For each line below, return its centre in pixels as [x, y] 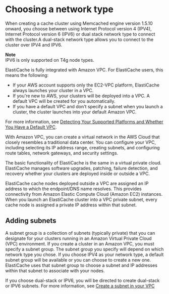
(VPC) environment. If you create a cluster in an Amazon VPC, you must [80, 243]
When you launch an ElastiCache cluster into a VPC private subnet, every [81, 199]
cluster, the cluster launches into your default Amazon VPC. [74, 112]
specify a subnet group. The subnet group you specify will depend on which [84, 249]
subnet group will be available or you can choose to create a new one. [78, 260]
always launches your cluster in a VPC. [53, 90]
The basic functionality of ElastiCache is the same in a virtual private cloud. [83, 162]
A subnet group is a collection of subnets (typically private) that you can [80, 233]
